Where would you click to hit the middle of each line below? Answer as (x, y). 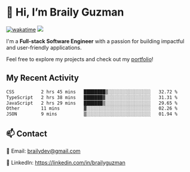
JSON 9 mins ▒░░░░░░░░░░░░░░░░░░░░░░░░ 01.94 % (92, 114)
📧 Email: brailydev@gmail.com (43, 151)
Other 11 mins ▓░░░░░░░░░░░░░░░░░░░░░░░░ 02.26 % (92, 108)
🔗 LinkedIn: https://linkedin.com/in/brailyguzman (66, 162)
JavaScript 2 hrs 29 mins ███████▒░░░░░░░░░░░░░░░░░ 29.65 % (92, 103)
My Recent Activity (43, 78)
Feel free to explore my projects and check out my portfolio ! (80, 59)
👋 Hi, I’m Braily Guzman (65, 12)
